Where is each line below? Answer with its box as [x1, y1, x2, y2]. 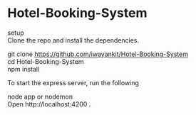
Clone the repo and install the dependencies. [7, 35, 140, 44]
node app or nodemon [7, 92, 73, 101]
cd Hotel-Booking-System [7, 57, 84, 65]
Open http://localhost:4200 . [7, 99, 91, 108]
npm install [7, 65, 40, 73]
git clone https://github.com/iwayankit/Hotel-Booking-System [7, 50, 189, 58]
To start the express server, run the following [7, 78, 139, 87]
